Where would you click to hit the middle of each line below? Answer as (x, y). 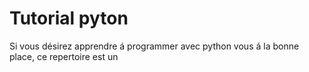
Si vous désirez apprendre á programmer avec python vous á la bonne (154, 46)
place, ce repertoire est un (64, 56)
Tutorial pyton (69, 18)
